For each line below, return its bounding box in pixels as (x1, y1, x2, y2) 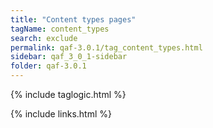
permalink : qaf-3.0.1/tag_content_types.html (10, 42, 203, 53)
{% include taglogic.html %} (10, 89, 127, 100)
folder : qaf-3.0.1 (10, 61, 87, 71)
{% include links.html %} (10, 108, 112, 120)
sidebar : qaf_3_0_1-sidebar (10, 52, 128, 62)
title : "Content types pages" (10, 14, 137, 25)
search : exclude (10, 33, 78, 43)
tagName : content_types (10, 24, 110, 34)
